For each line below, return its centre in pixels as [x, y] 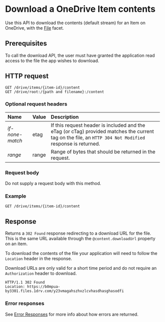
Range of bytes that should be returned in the [103, 151]
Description [65, 117]
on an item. [16, 244]
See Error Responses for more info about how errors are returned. [72, 314]
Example [16, 196]
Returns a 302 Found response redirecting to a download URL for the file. [78, 233]
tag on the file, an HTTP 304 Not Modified [98, 138]
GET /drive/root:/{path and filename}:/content [55, 92]
